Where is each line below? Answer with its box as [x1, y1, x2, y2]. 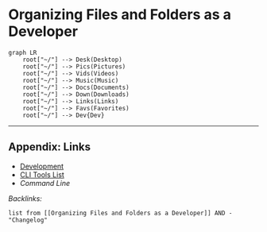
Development [19, 161, 64, 171]
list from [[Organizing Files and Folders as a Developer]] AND [8, 209, 226, 217]
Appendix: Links [8, 141, 91, 154]
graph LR [8, 48, 37, 56]
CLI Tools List [19, 169, 65, 180]
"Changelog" [8, 216, 48, 224]
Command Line [19, 178, 70, 188]
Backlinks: [8, 193, 42, 203]
